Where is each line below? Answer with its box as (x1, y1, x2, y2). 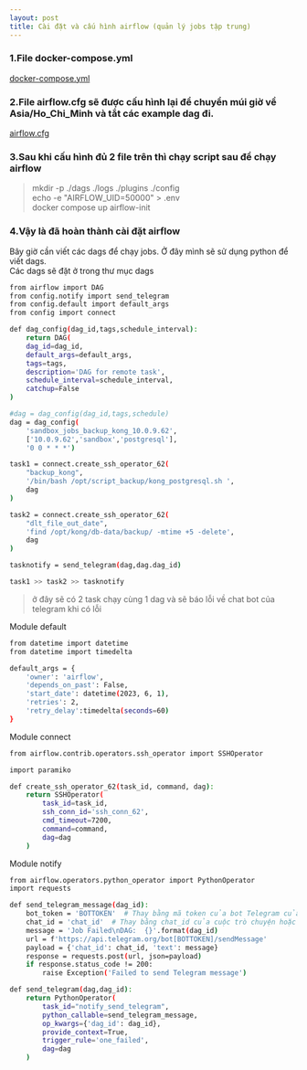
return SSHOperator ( (26, 790, 104, 800)
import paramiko (9, 765, 71, 775)
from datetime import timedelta (9, 647, 132, 656)
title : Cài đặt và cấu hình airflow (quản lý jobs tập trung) (9, 22, 251, 31)
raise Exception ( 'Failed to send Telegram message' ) (42, 969, 248, 978)
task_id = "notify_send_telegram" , (42, 1001, 170, 1011)
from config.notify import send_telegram (9, 291, 170, 301)
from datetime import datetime (9, 639, 129, 648)
